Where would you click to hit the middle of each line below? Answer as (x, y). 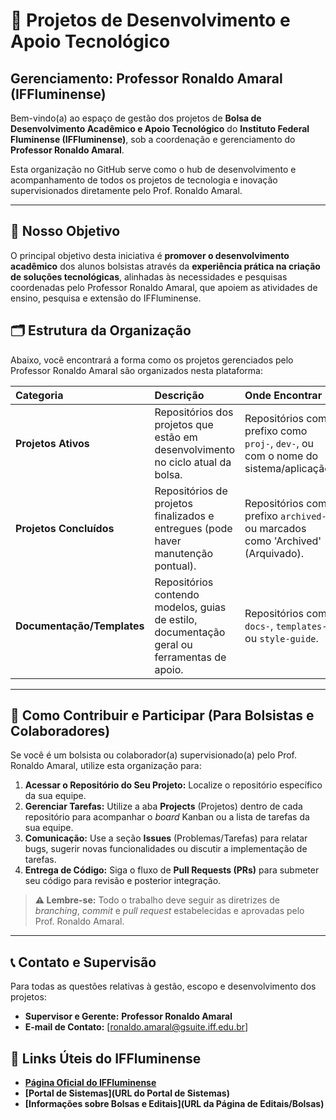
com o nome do (281, 456)
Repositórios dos (194, 412)
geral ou (173, 644)
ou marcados (275, 528)
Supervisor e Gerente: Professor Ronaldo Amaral (128, 1016)
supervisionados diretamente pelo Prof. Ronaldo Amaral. (126, 190)
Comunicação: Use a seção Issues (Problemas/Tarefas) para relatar (166, 838)
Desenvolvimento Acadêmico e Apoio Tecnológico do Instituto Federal (160, 128)
